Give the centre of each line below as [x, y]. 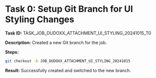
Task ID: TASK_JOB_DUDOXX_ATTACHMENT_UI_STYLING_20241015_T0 [78, 33]
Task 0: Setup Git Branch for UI [69, 9]
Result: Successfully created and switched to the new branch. [68, 70]
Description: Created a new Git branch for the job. [56, 42]
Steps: [12, 52]
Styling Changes [40, 19]
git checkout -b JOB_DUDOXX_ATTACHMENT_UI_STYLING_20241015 [68, 61]
